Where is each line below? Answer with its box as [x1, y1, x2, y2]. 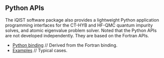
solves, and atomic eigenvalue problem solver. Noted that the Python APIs [5, 27, 157, 33]
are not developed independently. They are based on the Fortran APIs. [5, 32, 149, 38]
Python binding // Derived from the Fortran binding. [12, 42, 118, 48]
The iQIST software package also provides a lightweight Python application [5, 17, 159, 23]
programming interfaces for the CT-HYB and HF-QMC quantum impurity [5, 22, 153, 28]
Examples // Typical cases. [12, 47, 68, 53]
